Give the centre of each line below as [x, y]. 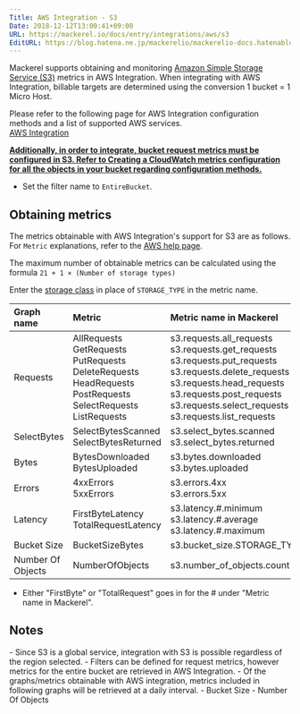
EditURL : [25, 42]
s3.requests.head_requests [227, 383]
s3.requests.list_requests [223, 417]
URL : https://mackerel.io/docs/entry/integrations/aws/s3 [119, 34]
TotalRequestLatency [117, 525]
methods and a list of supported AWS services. [96, 123]
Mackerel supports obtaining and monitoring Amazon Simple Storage [136, 68]
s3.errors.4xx [199, 482]
